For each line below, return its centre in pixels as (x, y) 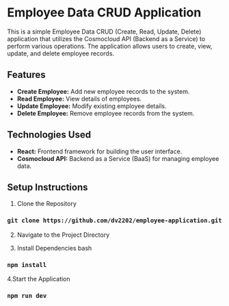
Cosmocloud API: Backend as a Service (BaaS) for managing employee (118, 158)
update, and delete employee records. (61, 53)
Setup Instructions (48, 187)
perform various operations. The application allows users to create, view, (110, 46)
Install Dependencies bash (54, 248)
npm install (27, 265)
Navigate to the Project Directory (63, 235)
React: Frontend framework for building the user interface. (99, 151)
